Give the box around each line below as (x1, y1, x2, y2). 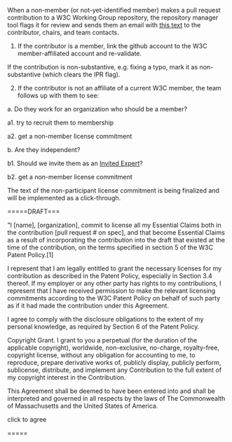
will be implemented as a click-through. (7, 194, 121, 202)
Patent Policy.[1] (7, 251, 54, 258)
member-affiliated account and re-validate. (17, 49, 142, 57)
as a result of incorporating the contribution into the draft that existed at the (7, 236, 226, 244)
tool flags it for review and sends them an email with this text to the (7, 21, 201, 29)
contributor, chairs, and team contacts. (7, 28, 119, 36)
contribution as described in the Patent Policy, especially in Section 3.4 (7, 272, 212, 279)
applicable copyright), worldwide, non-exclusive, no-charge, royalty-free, (7, 343, 219, 352)
